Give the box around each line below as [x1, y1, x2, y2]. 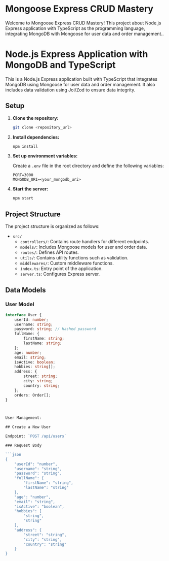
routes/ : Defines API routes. [20, 249, 79, 255]
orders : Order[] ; [14, 392, 51, 398]
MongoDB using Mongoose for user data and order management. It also [5, 81, 155, 87]
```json [5, 452, 22, 457]
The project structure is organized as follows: [5, 223, 100, 229]
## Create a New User [5, 424, 51, 430]
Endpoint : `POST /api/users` [5, 434, 67, 439]
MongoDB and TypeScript [5, 59, 116, 71]
